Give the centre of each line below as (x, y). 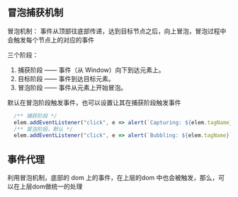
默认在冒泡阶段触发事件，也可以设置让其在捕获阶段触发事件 (94, 102)
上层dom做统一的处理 (51, 186)
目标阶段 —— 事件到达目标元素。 (66, 78)
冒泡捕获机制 (35, 13)
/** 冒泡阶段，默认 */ (43, 129)
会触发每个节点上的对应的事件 (51, 40)
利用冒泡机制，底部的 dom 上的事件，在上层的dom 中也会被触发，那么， (113, 178)
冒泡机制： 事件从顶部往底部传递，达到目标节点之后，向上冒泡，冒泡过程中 (117, 31)
